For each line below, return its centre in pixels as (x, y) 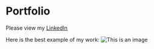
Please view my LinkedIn (37, 28)
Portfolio (28, 11)
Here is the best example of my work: (53, 39)
